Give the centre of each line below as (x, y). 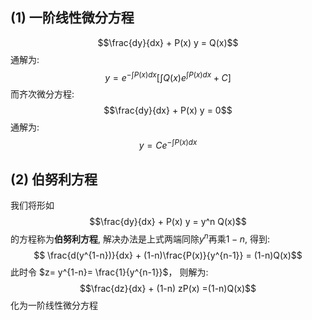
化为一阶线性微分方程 (54, 305)
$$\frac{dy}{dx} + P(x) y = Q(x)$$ (168, 42)
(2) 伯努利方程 (54, 179)
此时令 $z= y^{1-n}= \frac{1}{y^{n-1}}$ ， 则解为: (109, 272)
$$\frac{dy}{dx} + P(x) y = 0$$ (168, 110)
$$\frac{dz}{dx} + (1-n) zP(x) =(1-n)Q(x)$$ (168, 288)
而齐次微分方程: (42, 94)
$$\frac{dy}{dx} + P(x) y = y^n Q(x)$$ (168, 221)
